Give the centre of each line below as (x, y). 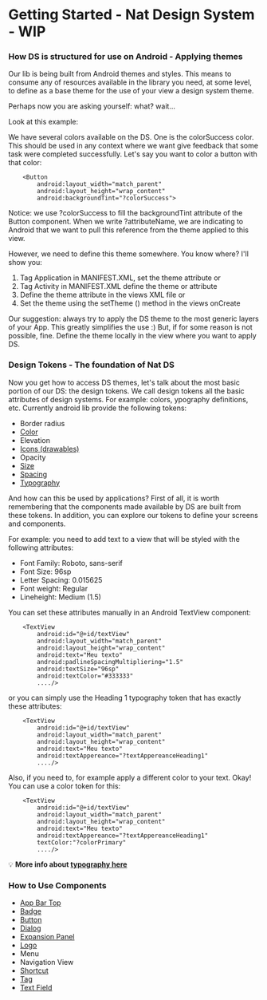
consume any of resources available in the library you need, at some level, (130, 82)
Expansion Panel (47, 937)
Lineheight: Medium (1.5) (61, 597)
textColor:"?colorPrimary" (82, 842)
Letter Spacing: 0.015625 (61, 579)
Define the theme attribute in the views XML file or (102, 295)
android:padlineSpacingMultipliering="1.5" (110, 662)
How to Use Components (57, 885)
